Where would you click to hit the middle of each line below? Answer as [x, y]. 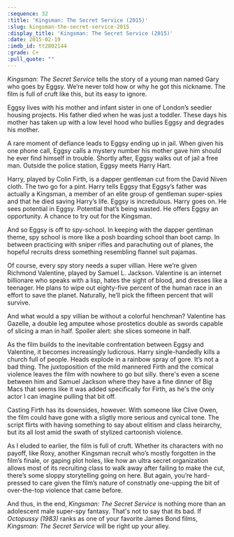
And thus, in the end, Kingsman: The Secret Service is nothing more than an [116, 503]
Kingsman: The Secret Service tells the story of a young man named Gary [113, 79]
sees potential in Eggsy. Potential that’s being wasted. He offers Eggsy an [113, 208]
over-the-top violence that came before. [65, 490]
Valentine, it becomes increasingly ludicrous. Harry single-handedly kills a [114, 352]
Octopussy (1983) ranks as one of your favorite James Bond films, [102, 518]
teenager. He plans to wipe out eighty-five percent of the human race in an [115, 288]
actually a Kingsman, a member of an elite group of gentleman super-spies [115, 193]
